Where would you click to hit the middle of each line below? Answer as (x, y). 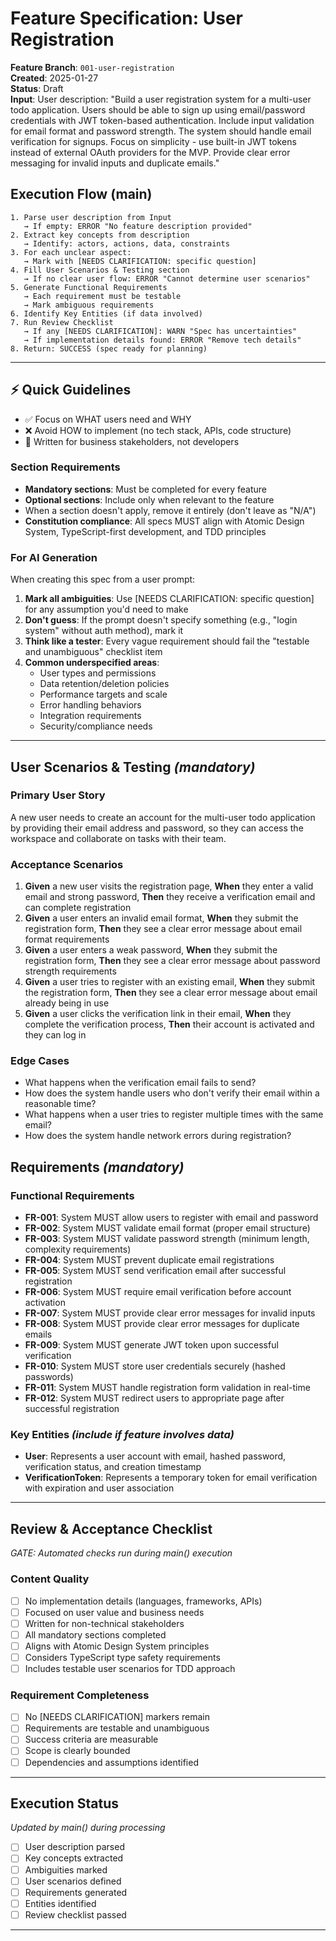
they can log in (55, 1035)
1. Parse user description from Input (91, 217)
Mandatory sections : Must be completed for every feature (146, 489)
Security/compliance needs (96, 726)
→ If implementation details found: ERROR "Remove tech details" (162, 340)
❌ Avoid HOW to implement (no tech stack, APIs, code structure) (158, 430)
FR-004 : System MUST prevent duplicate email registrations (149, 1260)
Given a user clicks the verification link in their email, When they (158, 1014)
